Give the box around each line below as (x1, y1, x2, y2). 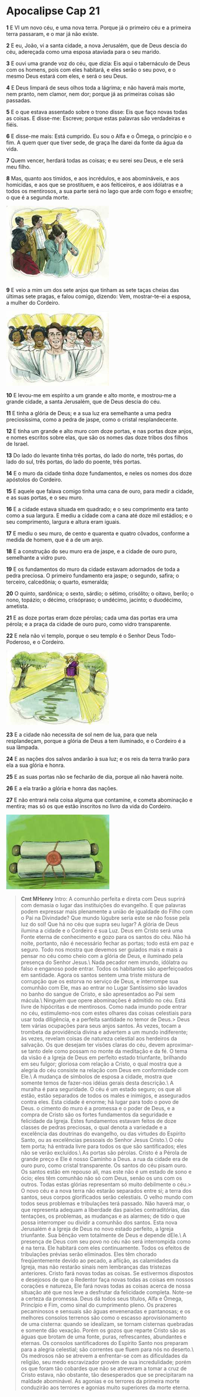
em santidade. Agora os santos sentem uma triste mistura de (20, 971, 170, 978)
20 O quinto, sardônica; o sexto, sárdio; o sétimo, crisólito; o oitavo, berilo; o (6, 589, 194, 597)
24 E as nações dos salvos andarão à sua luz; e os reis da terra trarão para (6, 755, 190, 762)
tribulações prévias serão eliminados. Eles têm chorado (20, 1250, 157, 1258)
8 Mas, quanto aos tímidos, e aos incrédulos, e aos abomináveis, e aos (6, 174, 180, 182)
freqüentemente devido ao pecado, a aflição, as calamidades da (20, 1257, 179, 1264)
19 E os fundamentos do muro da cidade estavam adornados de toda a (6, 566, 180, 573)
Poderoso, (6, 638, 32, 646)
